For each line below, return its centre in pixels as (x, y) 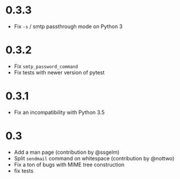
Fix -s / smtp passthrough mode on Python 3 (68, 26)
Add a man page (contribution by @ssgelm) (67, 152)
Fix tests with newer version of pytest (59, 72)
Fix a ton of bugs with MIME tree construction (69, 164)
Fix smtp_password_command (46, 66)
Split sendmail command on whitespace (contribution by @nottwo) (94, 158)
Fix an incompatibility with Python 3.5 (59, 112)
